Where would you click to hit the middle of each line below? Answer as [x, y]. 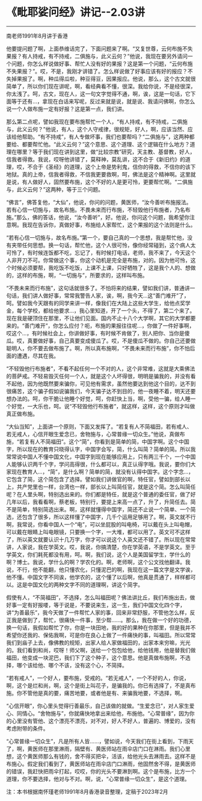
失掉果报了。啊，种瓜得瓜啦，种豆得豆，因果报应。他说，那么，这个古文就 [98, 78]
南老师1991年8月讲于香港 [37, 36]
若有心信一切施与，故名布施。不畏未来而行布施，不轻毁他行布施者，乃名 [96, 210]
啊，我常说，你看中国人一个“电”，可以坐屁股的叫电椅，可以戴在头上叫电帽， [101, 524]
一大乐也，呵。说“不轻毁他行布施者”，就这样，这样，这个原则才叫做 [111, 406]
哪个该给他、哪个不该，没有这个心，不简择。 [72, 665]
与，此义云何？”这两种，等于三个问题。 [55, 189]
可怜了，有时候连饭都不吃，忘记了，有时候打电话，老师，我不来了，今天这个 [101, 252]
